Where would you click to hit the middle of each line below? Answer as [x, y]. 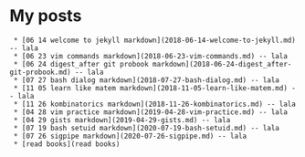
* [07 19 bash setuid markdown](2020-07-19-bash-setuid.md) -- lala [147, 128]
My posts [46, 16]
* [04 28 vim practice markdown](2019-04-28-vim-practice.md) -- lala [150, 112]
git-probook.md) [40, 72]
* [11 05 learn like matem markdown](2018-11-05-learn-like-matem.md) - [155, 88]
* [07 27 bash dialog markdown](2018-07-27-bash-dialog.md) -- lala [147, 80]
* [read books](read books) [67, 144]
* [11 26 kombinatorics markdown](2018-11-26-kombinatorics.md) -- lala [155, 104]
